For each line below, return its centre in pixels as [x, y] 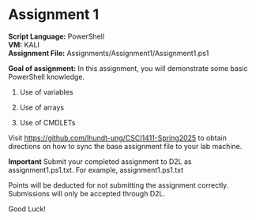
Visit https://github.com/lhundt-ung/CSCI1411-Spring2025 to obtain [117, 138]
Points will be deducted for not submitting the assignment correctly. [119, 185]
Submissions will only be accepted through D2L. [87, 193]
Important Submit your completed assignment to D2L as [100, 161]
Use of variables [46, 91]
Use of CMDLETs [47, 122]
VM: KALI [24, 44]
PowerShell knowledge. [47, 76]
